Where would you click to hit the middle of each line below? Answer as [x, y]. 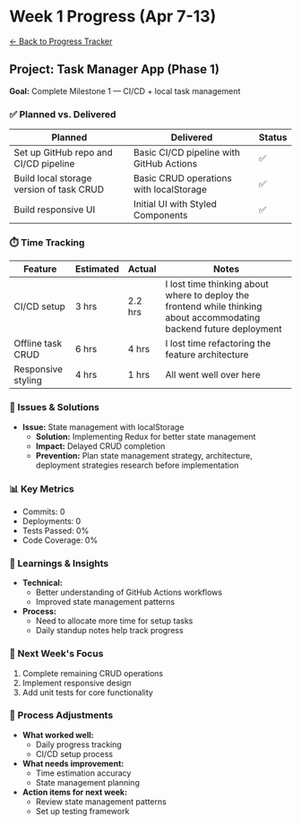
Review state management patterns [101, 801]
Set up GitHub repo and [64, 152]
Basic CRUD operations [183, 178]
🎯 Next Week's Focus [56, 654]
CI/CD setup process [74, 753]
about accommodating [213, 318]
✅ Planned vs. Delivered [63, 114]
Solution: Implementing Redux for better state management [146, 436]
